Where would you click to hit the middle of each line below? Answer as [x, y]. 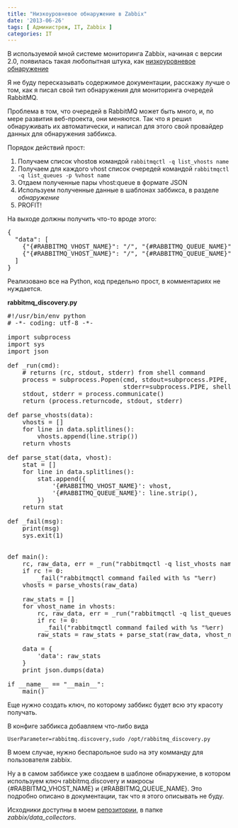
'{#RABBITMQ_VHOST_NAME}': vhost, [112, 486]
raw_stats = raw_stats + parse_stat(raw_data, [119, 635]
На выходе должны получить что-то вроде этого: [82, 219]
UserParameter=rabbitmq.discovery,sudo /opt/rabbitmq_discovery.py [109, 739]
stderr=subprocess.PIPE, [166, 387]
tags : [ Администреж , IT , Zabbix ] [60, 27]
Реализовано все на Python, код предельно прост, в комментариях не [114, 281]
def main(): [28, 557]
